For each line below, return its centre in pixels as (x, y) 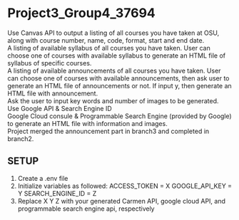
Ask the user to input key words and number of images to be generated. (113, 100)
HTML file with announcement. (53, 93)
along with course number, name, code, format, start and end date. (106, 40)
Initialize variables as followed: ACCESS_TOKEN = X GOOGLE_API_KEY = (125, 186)
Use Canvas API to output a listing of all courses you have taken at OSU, (113, 33)
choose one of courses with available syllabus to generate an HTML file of (117, 56)
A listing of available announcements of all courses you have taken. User (114, 70)
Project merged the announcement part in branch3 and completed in (108, 131)
